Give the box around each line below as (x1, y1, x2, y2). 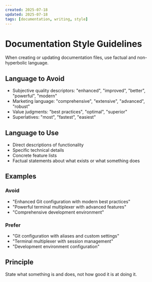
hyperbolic (5, 60, 27, 66)
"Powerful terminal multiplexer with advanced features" (12, 204, 127, 210)
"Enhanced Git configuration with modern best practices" (12, 198, 131, 205)
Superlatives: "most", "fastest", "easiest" (12, 114, 96, 120)
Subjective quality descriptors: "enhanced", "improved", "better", (12, 88, 146, 94)
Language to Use (5, 128, 59, 137)
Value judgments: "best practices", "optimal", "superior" (12, 109, 128, 115)
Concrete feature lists (12, 152, 57, 158)
